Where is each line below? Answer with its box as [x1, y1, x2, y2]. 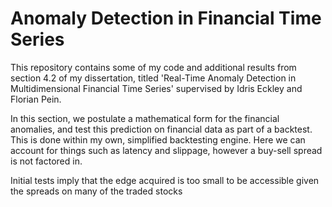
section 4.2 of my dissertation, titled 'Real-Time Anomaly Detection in [10, 72, 297, 84]
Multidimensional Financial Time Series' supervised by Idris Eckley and [10, 82, 303, 94]
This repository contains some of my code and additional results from [10, 61, 297, 73]
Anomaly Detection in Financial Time [10, 7, 322, 30]
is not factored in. [10, 155, 83, 167]
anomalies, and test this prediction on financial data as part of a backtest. [10, 123, 313, 135]
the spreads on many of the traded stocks [10, 185, 183, 197]
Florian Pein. [10, 93, 62, 105]
